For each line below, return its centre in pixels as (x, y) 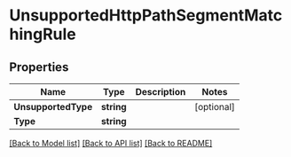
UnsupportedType (53, 107)
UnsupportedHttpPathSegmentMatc (146, 16)
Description (161, 92)
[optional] (214, 107)
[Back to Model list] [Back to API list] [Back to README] (111, 143)
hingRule (43, 34)
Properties (39, 67)
